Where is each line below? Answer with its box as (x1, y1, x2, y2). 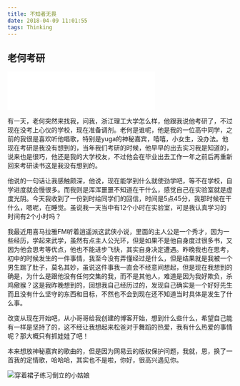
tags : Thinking (7, 24, 53, 31)
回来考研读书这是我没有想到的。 (7, 161, 101, 170)
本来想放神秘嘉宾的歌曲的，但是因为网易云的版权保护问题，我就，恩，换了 (7, 347, 226, 355)
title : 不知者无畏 (7, 10, 57, 18)
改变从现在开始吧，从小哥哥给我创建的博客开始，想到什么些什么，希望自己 (7, 314, 226, 322)
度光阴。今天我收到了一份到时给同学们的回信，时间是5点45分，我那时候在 (7, 194, 226, 203)
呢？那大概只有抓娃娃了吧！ (7, 332, 89, 340)
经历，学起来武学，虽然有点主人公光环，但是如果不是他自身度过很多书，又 (13, 236, 233, 245)
